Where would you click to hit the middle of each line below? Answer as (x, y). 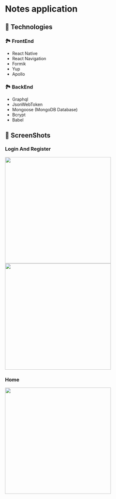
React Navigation (29, 58)
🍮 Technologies (29, 27)
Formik (19, 64)
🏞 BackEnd (19, 87)
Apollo (18, 74)
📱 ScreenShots (28, 135)
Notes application (41, 9)
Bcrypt (19, 115)
